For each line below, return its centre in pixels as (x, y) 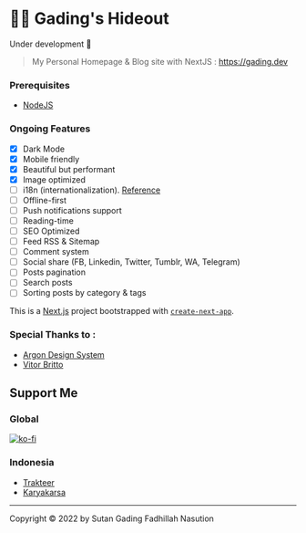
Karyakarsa (44, 492)
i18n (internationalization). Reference (92, 190)
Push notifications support (72, 210)
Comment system (56, 252)
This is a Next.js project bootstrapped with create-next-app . (122, 311)
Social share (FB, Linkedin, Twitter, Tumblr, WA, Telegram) (132, 262)
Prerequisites (40, 85)
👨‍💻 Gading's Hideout (90, 19)
